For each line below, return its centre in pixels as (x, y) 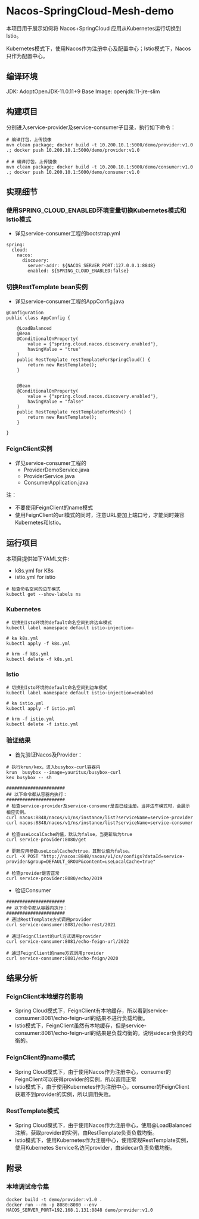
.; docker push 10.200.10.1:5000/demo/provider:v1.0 (73, 150)
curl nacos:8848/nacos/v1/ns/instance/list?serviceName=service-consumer (100, 823)
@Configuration (25, 313)
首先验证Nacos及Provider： (49, 755)
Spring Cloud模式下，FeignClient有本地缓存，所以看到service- (91, 1010)
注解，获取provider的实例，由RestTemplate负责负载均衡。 (86, 1132)
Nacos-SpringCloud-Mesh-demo (90, 11)
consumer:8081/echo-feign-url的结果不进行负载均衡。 (81, 1018)
